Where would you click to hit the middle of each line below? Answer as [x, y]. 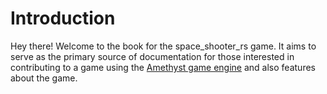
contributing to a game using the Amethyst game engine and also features [163, 67]
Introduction [63, 18]
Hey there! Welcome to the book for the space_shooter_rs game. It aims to [163, 46]
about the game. [44, 78]
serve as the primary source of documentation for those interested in [152, 56]
